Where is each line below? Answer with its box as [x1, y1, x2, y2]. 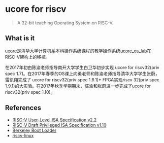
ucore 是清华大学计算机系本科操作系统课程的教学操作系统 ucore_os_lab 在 [5, 48, 152, 54]
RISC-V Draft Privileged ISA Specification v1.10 [12, 122, 107, 128]
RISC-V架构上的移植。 [5, 54, 50, 60]
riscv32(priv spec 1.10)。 [5, 89, 55, 95]
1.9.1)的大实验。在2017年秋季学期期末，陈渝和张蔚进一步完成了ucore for [5, 83, 151, 89]
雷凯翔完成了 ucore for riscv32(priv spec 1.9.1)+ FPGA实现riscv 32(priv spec [5, 76, 160, 82]
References [5, 104, 41, 112]
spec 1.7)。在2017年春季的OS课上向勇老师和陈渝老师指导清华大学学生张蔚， [5, 71, 160, 76]
